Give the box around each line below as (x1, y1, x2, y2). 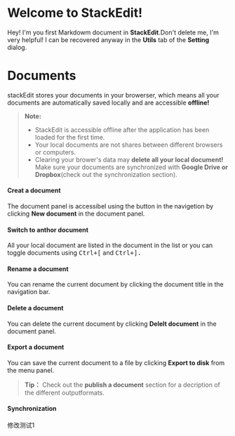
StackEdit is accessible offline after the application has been (34, 125, 210, 134)
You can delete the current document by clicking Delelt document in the (7, 319, 217, 328)
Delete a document (7, 304, 64, 312)
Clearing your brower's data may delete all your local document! (34, 155, 224, 164)
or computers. (34, 147, 76, 156)
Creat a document (7, 186, 61, 194)
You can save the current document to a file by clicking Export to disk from (7, 358, 225, 366)
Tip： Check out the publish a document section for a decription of (24, 381, 221, 389)
